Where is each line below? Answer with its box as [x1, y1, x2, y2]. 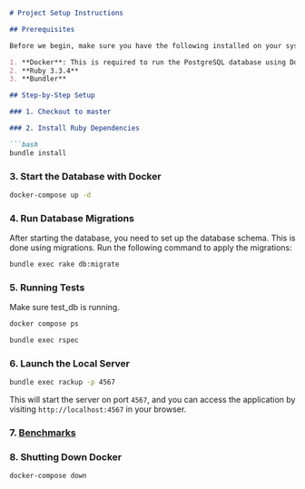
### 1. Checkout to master [9, 107, 112, 117]
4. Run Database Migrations [9, 211, 134, 224]
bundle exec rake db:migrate [9, 259, 120, 269]
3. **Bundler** [9, 74, 67, 83]
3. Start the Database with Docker [9, 170, 162, 182]
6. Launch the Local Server [9, 357, 130, 369]
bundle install [9, 148, 67, 158]
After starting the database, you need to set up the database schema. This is [9, 232, 296, 244]
